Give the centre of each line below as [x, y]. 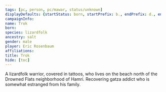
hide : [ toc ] [17, 60]
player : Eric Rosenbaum [30, 46]
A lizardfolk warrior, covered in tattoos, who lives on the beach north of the [81, 74]
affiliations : [20, 51]
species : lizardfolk [26, 32]
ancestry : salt [21, 37]
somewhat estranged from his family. [43, 85]
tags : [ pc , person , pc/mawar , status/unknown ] [54, 10]
